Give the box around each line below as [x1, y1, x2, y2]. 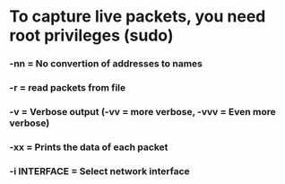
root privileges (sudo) [9, 25, 174, 46]
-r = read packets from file [9, 82, 126, 94]
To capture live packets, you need [9, 6, 266, 27]
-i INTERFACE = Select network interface [9, 164, 190, 177]
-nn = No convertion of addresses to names [9, 57, 203, 70]
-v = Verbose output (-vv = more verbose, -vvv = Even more [9, 105, 276, 118]
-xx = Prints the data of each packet [9, 141, 168, 153]
